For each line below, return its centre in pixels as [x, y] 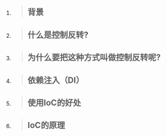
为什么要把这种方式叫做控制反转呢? [94, 58]
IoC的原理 [46, 125]
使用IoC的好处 [54, 103]
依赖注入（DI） [56, 80]
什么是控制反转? [58, 34]
